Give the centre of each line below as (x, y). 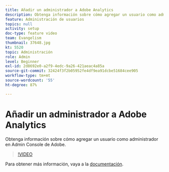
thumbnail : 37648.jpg (28, 43)
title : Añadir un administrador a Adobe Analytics (59, 10)
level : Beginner (22, 62)
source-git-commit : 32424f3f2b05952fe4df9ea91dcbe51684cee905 (72, 71)
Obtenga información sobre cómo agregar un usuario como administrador (82, 139)
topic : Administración (29, 52)
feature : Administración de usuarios (45, 19)
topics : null (19, 24)
